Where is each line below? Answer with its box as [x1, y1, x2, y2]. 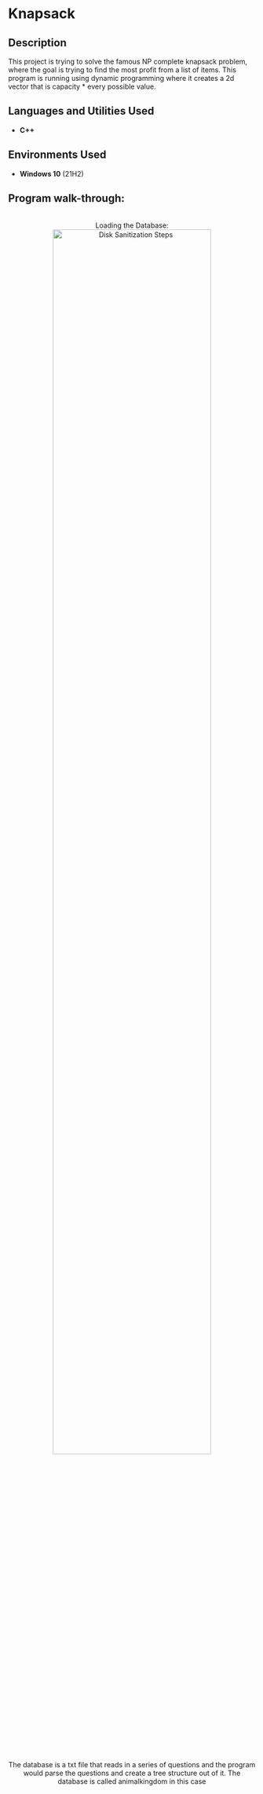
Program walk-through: [8, 192, 126, 205]
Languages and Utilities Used [8, 104, 155, 118]
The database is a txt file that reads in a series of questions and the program [8, 1760, 256, 1770]
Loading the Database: [95, 221, 169, 230]
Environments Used [8, 148, 107, 162]
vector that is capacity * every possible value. [8, 82, 156, 91]
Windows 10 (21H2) [19, 169, 84, 178]
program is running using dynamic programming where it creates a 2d [8, 74, 235, 82]
